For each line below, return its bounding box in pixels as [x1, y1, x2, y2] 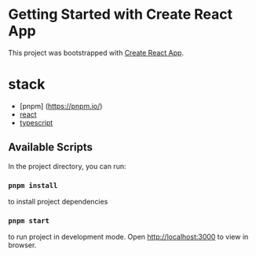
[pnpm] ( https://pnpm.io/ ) [19, 101, 103, 110]
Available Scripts [8, 141, 93, 154]
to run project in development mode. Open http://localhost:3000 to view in [8, 233, 249, 242]
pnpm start [8, 216, 49, 225]
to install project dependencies [8, 197, 108, 206]
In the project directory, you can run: [8, 161, 126, 171]
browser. [8, 240, 37, 250]
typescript [19, 117, 53, 127]
